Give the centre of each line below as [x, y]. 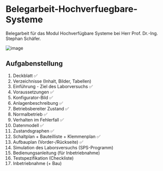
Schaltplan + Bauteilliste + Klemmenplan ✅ [57, 136]
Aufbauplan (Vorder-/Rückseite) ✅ [48, 142]
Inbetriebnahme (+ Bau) [37, 163]
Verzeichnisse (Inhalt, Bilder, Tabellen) [52, 81]
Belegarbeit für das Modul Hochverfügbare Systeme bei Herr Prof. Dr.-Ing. [82, 33]
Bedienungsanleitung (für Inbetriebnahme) [56, 153]
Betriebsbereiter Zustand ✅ [41, 108]
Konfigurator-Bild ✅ [33, 97]
